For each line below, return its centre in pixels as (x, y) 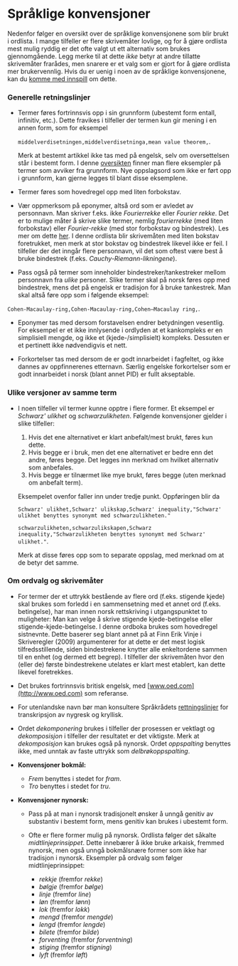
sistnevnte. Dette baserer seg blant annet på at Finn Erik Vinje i (110, 634)
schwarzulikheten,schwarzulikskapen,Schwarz (85, 528)
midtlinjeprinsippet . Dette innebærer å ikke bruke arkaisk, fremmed (126, 842)
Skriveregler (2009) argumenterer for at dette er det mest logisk (111, 642)
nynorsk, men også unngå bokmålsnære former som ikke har (118, 850)
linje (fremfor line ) (65, 894)
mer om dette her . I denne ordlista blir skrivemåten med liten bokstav (118, 236)
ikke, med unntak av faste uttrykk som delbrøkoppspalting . (104, 751)
